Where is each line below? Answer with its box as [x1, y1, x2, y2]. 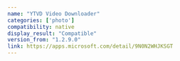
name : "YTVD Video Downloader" [7, 10, 100, 18]
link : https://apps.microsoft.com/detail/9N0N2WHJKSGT [7, 43, 174, 50]
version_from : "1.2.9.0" [7, 36, 81, 43]
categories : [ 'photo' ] [7, 17, 75, 24]
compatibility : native [7, 23, 75, 30]
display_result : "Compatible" [7, 29, 97, 37]
